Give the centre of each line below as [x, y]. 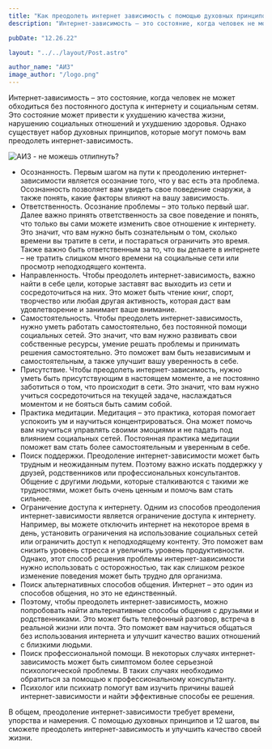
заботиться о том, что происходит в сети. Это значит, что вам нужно [140, 387]
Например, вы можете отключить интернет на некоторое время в [134, 524]
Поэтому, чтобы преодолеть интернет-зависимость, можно [124, 602]
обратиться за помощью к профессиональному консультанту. [128, 679]
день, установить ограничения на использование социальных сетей [139, 533]
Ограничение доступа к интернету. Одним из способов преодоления [140, 507]
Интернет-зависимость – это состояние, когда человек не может [122, 97]
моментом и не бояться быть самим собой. [96, 404]
